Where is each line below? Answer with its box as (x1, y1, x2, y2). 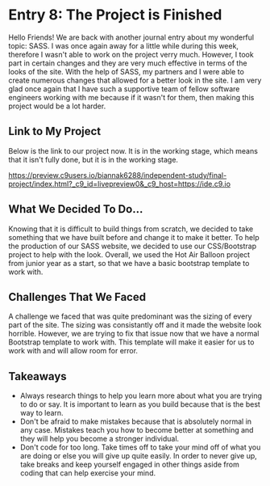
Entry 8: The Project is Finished (8, 6, 222, 24)
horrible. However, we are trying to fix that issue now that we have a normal (8, 329, 260, 339)
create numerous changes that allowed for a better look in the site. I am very (8, 75, 262, 85)
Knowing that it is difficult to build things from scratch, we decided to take (8, 224, 254, 234)
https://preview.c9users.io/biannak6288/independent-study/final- (8, 170, 227, 180)
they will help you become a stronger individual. (19, 434, 180, 444)
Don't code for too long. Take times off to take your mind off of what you (19, 442, 261, 452)
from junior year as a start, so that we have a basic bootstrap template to (8, 258, 250, 268)
